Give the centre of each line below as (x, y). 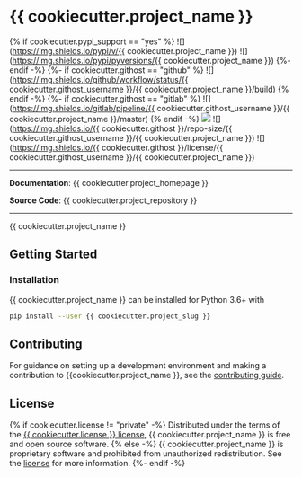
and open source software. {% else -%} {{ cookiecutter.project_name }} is (147, 444)
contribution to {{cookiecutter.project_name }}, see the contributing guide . (147, 375)
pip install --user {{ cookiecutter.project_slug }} (110, 316)
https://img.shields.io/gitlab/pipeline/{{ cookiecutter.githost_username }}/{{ (151, 108)
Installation (35, 280)
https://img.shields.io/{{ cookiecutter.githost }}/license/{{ (117, 147)
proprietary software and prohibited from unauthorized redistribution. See (146, 454)
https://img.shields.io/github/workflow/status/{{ (100, 79)
